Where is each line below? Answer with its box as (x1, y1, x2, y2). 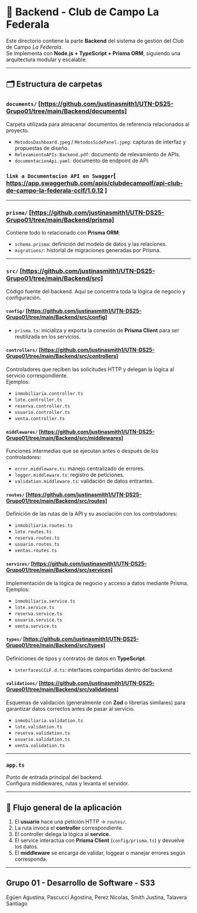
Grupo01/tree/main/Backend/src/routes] (6, 497, 107, 504)
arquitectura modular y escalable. (6, 56, 87, 63)
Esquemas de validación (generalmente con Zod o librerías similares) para (6, 699, 186, 706)
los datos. (14, 843, 39, 850)
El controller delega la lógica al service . (14, 831, 111, 838)
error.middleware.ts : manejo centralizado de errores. (14, 465, 145, 472)
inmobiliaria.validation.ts (14, 717, 83, 724)
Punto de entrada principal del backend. (6, 774, 103, 781)
